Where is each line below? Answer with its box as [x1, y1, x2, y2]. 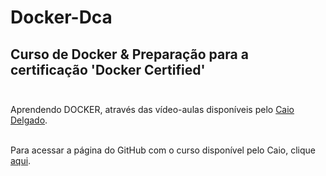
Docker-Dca [10, 6, 113, 29]
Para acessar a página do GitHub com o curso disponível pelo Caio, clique [10, 144, 317, 156]
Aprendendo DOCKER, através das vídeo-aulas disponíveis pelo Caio [10, 104, 295, 115]
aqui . [10, 155, 32, 166]
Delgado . [10, 114, 48, 126]
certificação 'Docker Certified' [10, 61, 206, 78]
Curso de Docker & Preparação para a [10, 46, 249, 63]
